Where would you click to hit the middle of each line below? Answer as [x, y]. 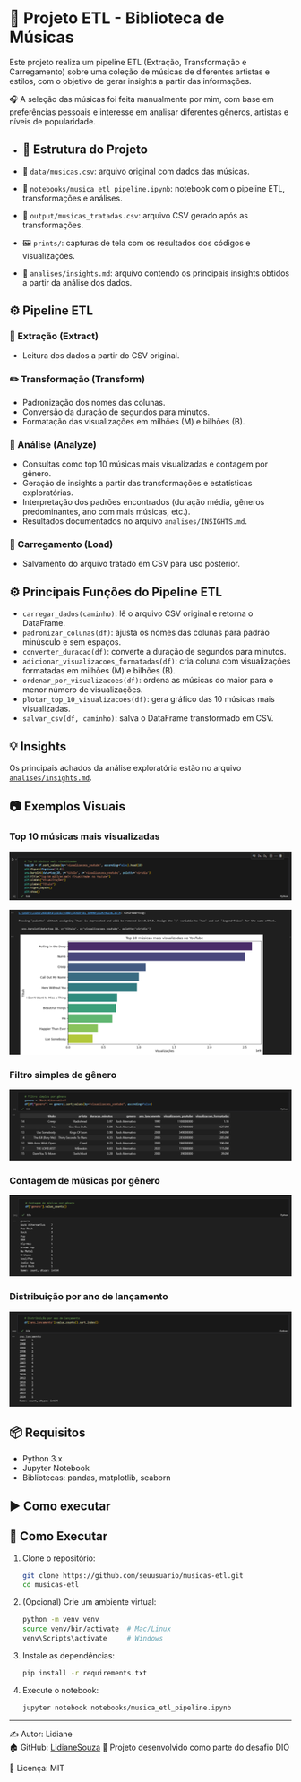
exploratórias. [47, 493]
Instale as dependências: [68, 1655]
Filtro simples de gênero [63, 1075]
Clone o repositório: [59, 1558]
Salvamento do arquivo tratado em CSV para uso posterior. [131, 564]
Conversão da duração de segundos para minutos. [116, 412]
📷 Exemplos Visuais [67, 806]
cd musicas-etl [51, 1585]
